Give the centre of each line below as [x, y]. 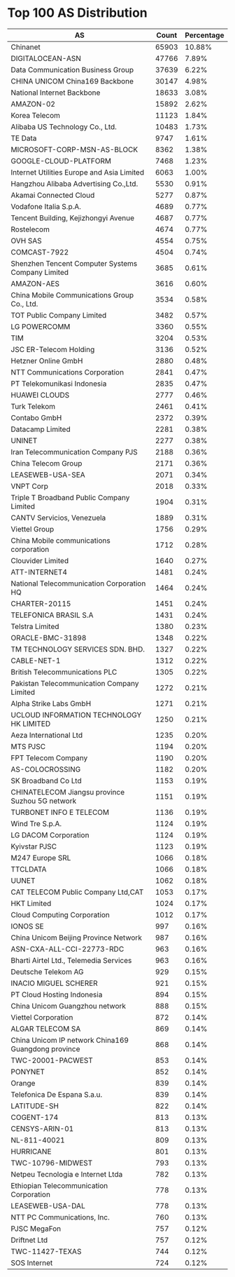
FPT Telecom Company [49, 757]
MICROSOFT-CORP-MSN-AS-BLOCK [74, 149]
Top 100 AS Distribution [78, 13]
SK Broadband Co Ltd [46, 781]
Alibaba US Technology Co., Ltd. [64, 126]
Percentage [205, 35]
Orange [23, 1083]
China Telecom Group [47, 463]
